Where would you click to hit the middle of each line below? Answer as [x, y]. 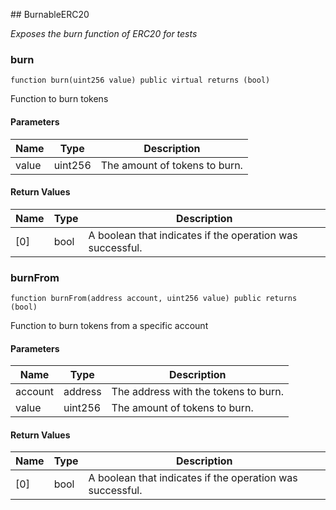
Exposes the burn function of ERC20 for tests [104, 33]
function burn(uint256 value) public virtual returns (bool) [140, 80]
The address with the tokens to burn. [197, 392]
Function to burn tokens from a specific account [109, 325]
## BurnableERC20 [50, 14]
